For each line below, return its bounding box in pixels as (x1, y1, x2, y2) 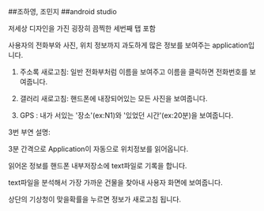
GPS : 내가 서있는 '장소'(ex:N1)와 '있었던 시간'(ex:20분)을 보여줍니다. (19, 111, 234, 120)
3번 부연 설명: (8, 127, 51, 137)
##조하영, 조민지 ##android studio (8, 7, 117, 16)
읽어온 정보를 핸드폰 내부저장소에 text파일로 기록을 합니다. (8, 161, 187, 170)
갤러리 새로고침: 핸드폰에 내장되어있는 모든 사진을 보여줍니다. (19, 94, 208, 103)
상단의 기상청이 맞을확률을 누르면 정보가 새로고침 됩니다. (8, 194, 182, 204)
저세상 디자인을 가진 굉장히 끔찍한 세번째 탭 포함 (8, 24, 157, 33)
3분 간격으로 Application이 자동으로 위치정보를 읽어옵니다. (8, 145, 189, 153)
